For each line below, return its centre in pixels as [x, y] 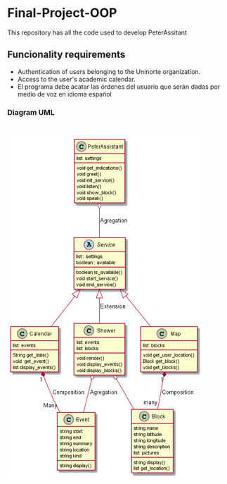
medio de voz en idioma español [65, 94]
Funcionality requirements [66, 55]
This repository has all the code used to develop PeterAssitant [97, 32]
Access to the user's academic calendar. [76, 79]
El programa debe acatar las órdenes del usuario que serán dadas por [119, 87]
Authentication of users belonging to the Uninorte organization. [109, 71]
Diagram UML [31, 112]
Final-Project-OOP [62, 13]
